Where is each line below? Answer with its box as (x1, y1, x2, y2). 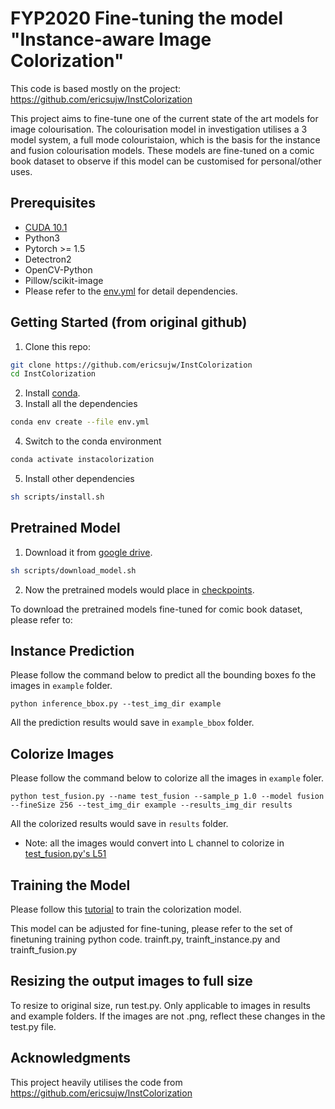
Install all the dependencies (24, 398, 138, 410)
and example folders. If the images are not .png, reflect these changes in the (10, 1010, 326, 1022)
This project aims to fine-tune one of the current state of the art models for (10, 112, 319, 124)
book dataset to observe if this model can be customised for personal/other (10, 155, 322, 167)
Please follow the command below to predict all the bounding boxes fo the (10, 669, 317, 681)
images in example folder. (10, 680, 113, 692)
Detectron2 (24, 253, 72, 265)
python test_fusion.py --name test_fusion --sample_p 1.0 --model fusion (10, 792, 325, 802)
